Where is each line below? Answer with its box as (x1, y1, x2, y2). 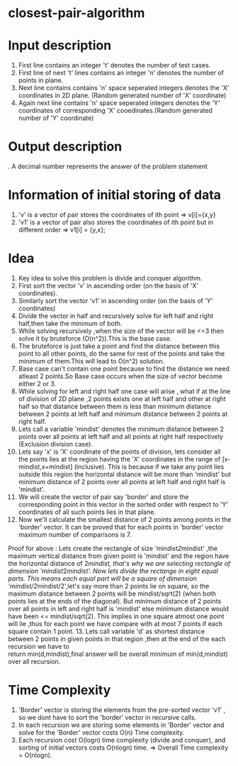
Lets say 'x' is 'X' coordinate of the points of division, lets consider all (18, 447, 221, 456)
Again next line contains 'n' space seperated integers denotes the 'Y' (18, 99, 220, 107)
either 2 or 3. (18, 379, 57, 388)
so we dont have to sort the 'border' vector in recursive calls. (18, 713, 197, 721)
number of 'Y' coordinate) (18, 114, 94, 122)
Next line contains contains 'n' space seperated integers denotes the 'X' (18, 84, 229, 92)
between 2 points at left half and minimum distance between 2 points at (18, 410, 228, 418)
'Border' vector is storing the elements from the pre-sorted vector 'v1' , (18, 705, 226, 714)
